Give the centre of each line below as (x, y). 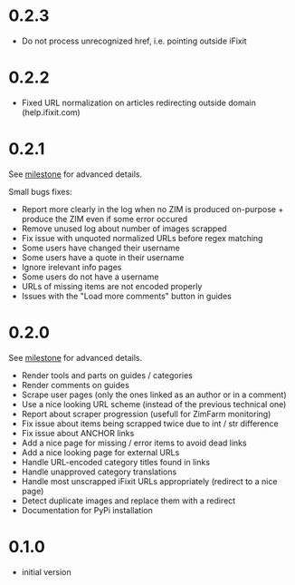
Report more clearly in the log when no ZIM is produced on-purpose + (152, 209)
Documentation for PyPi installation (87, 510)
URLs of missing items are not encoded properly (112, 286)
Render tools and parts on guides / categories (107, 375)
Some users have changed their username (100, 248)
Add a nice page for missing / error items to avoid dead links (134, 443)
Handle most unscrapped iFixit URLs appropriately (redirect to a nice (149, 481)
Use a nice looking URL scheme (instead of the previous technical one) (154, 404)
